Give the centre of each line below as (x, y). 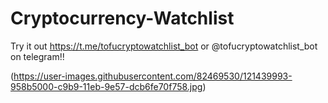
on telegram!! (37, 56)
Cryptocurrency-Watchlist (122, 18)
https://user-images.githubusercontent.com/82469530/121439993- (153, 76)
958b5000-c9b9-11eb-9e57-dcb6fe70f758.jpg (106, 86)
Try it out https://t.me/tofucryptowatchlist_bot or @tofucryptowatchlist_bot (164, 46)
